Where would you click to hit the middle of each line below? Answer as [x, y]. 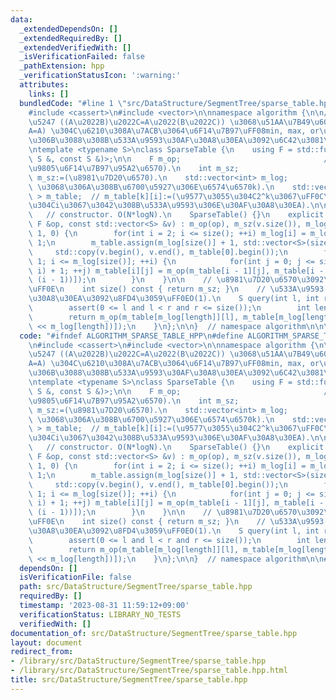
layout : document [46, 642]
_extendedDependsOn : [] [68, 29]
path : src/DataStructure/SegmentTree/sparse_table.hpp [136, 587]
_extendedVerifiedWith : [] [75, 47]
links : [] [49, 94]
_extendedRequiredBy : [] [71, 38]
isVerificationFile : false [75, 577]
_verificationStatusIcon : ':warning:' [100, 76]
